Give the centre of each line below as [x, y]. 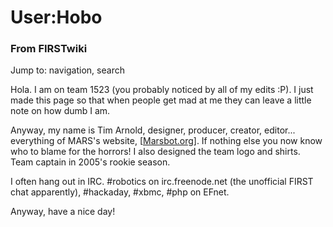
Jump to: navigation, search [67, 70]
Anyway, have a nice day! [63, 212]
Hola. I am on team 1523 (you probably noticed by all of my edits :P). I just [162, 90]
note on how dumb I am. [60, 111]
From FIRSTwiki [49, 49]
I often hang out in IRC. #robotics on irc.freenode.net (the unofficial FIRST [162, 182]
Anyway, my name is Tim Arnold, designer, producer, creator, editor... [153, 130]
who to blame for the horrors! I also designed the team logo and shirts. [155, 152]
